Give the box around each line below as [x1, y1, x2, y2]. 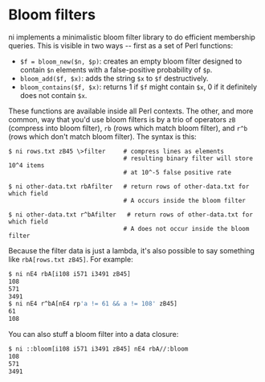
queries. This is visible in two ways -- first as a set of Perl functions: [8, 40, 234, 50]
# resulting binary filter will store [123, 154, 253, 162]
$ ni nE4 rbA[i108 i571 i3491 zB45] [8, 269, 131, 278]
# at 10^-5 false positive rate [123, 168, 231, 176]
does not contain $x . [19, 90, 88, 100]
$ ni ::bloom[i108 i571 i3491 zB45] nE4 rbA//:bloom [8, 345, 189, 353]
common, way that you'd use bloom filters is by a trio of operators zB [8, 114, 236, 124]
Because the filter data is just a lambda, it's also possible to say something [8, 245, 255, 255]
